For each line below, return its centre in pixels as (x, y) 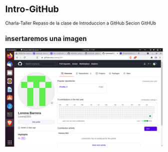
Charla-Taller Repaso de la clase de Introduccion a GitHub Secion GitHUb (81, 23)
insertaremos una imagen (46, 39)
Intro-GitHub (32, 9)
